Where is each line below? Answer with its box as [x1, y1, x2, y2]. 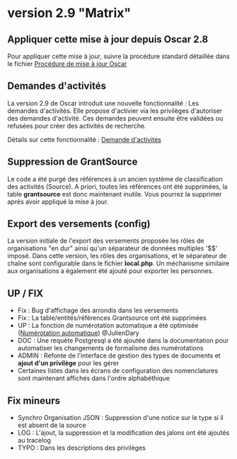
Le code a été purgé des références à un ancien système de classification [7, 175, 223, 183]
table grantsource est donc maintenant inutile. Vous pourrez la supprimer [7, 189, 222, 198]
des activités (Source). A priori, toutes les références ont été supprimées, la [7, 182, 228, 191]
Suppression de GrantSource [7, 156, 138, 168]
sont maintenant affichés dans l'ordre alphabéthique [17, 374, 170, 382]
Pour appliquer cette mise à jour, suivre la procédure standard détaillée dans [7, 52, 230, 60]
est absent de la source [17, 421, 86, 430]
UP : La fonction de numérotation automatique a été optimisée [17, 321, 199, 330]
